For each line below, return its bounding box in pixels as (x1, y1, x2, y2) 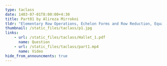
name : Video (18, 49, 43, 54)
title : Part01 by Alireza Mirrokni (5, 16, 79, 21)
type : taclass (5, 7, 35, 12)
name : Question (18, 40, 50, 45)
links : (5, 30, 19, 35)
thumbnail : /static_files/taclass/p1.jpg (5, 26, 92, 31)
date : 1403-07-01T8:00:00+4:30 (5, 12, 70, 17)
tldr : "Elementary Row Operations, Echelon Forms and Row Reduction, (5, 21, 153, 26)
